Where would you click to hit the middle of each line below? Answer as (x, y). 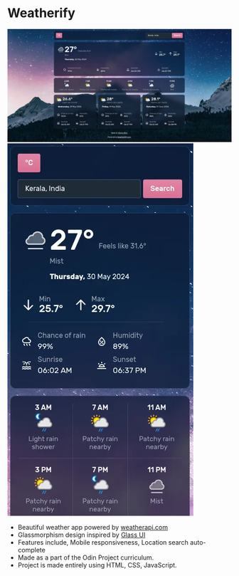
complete (32, 550)
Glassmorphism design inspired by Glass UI (81, 535)
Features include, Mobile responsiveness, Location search (103, 543)
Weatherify (42, 13)
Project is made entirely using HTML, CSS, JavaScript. (97, 565)
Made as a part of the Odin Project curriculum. (86, 557)
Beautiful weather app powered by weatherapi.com (93, 528)
